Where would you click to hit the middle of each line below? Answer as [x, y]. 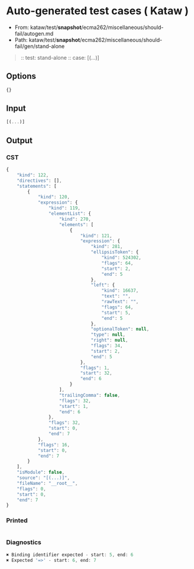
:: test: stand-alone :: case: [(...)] [60, 57]
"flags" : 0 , [31, 489]
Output [19, 140]
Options [21, 76]
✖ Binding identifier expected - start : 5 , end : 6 [70, 555]
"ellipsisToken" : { [115, 252]
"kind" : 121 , [96, 236]
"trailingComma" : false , [89, 395]
